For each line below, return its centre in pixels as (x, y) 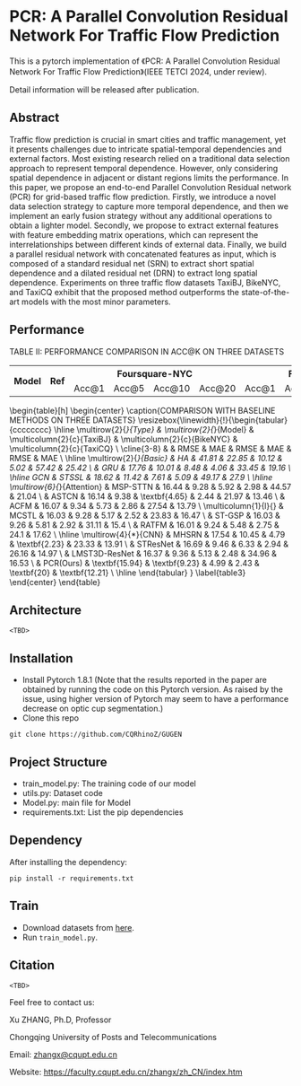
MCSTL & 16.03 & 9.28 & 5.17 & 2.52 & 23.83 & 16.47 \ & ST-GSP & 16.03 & (145, 515)
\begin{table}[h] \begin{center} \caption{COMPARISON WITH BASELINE (142, 410)
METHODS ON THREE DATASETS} (73, 420)
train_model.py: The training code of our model (109, 784)
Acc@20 (217, 388)
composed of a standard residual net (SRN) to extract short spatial (132, 263)
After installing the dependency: (69, 862)
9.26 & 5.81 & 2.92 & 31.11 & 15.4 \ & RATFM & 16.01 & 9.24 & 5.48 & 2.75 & (144, 525)
